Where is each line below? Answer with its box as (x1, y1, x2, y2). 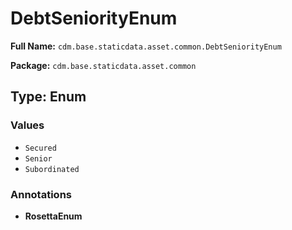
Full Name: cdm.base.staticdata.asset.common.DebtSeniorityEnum (10, 40, 282, 52)
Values (10, 118, 45, 132)
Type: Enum (10, 88, 87, 106)
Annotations (10, 187, 72, 201)
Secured (24, 143, 57, 153)
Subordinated (24, 164, 80, 174)
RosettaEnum (24, 210, 83, 222)
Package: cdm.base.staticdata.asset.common (10, 59, 197, 71)
